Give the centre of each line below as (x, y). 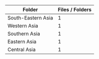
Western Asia (23, 26)
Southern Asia (24, 34)
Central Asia (22, 49)
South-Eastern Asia (30, 18)
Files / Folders (75, 10)
